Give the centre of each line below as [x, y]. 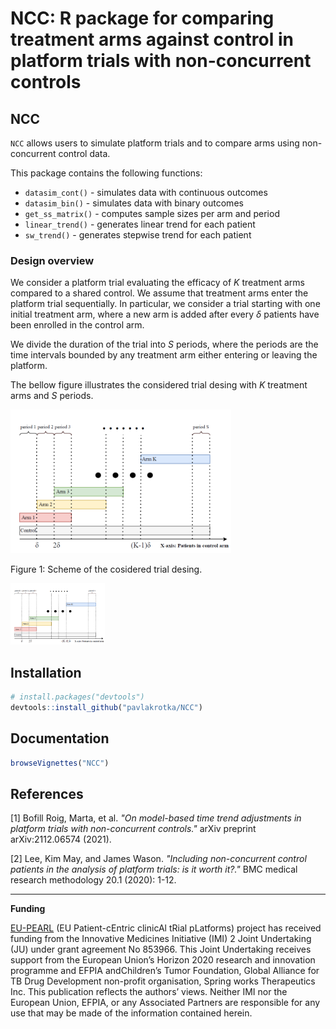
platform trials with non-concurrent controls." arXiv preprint [133, 829]
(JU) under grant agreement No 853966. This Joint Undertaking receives [161, 949]
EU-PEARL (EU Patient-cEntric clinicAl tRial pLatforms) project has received [166, 928]
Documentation [60, 738]
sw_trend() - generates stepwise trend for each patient [138, 235]
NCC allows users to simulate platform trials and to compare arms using [155, 143]
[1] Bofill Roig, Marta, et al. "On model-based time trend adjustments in [156, 818]
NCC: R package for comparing [142, 18]
